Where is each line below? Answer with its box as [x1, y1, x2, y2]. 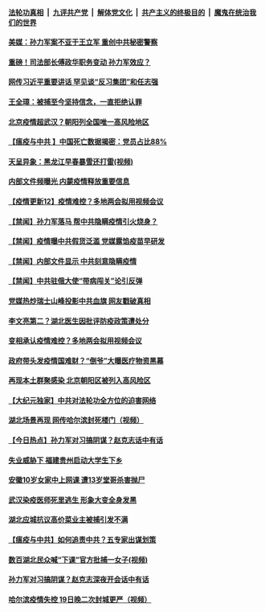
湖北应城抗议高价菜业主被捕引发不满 [8, 515, 128, 524]
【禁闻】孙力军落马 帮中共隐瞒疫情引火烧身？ [8, 216, 158, 226]
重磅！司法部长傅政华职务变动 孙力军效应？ [8, 57, 151, 67]
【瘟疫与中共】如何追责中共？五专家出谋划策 [8, 535, 157, 544]
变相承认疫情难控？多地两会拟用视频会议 [8, 336, 142, 346]
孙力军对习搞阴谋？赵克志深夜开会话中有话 [8, 575, 149, 585]
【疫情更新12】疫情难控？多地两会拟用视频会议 [8, 196, 164, 206]
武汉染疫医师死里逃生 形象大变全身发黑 [8, 495, 137, 504]
